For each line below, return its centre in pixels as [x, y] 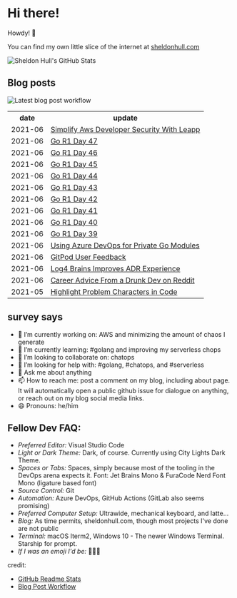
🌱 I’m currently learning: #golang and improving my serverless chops [119, 349]
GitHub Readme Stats [49, 579]
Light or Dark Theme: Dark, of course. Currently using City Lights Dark [122, 453]
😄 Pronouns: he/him [48, 405]
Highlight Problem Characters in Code [114, 292]
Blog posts [31, 83]
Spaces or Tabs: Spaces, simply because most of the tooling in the [116, 468]
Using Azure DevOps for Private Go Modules [125, 245]
